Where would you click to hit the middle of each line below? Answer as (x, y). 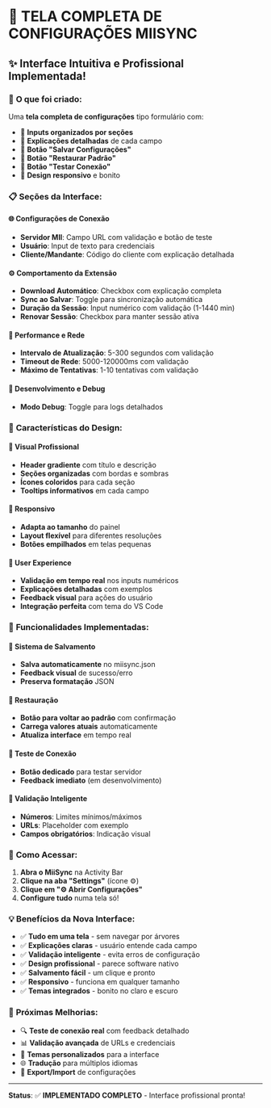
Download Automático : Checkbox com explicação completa (121, 291)
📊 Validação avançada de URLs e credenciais (98, 1043)
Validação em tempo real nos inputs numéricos (99, 581)
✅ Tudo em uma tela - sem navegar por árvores (100, 937)
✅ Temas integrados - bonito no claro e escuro (99, 991)
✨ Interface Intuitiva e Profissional (96, 63)
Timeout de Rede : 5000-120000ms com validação (104, 362)
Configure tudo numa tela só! (69, 898)
